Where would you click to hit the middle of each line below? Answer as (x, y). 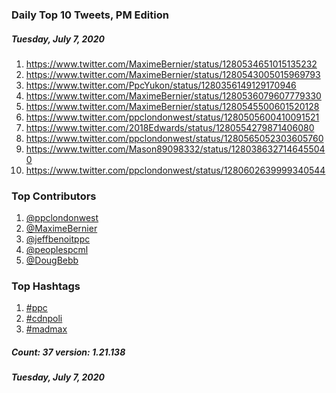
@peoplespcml (57, 250)
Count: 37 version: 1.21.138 (68, 352)
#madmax (46, 329)
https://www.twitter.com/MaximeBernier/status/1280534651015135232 (171, 64)
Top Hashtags (46, 286)
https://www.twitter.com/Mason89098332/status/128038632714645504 (175, 149)
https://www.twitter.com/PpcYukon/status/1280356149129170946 (161, 85)
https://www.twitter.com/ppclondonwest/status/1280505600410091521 (172, 117)
